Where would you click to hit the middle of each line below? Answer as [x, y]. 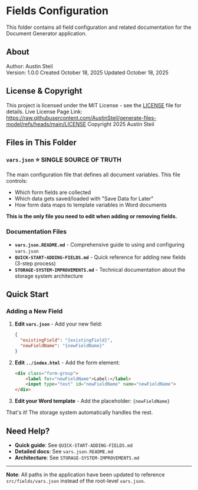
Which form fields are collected [53, 192]
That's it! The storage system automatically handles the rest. [80, 412]
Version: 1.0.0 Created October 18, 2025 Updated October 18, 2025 [88, 73]
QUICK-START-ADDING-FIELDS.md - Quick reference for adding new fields [100, 257]
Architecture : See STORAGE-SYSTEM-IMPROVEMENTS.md [77, 458]
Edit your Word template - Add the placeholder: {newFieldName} [92, 401]
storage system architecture [49, 276]
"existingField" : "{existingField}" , [67, 340]
